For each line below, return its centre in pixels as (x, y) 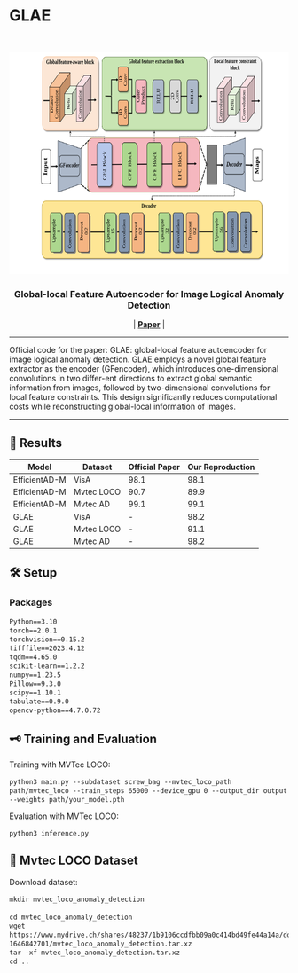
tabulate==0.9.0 (39, 702)
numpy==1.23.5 (35, 675)
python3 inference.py (49, 834)
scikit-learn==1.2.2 (47, 666)
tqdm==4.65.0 (33, 657)
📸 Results (35, 443)
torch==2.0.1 (33, 631)
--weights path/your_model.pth (67, 800)
